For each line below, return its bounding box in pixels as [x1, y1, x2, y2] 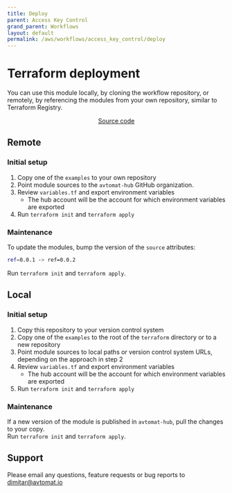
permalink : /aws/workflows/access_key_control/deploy [7, 36, 166, 43]
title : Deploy [7, 10, 48, 17]
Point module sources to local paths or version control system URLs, [17, 348, 213, 356]
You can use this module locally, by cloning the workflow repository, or [7, 89, 209, 97]
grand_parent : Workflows [7, 23, 79, 30]
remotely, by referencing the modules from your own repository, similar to [7, 96, 217, 105]
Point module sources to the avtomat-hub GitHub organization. [17, 181, 194, 189]
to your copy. [7, 424, 45, 433]
